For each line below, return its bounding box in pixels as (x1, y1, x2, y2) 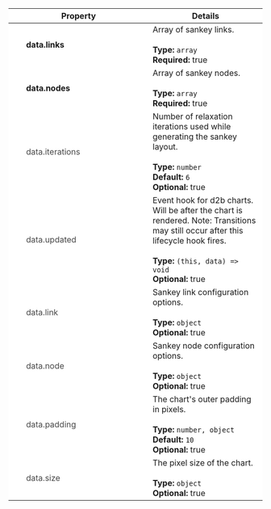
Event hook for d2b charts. (152, 195, 254, 205)
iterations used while (152, 121, 231, 132)
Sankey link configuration (152, 287, 249, 297)
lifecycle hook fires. (152, 235, 227, 246)
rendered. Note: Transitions (152, 215, 256, 225)
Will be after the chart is (152, 205, 244, 216)
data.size (26, 473, 60, 483)
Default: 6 (152, 171, 190, 183)
